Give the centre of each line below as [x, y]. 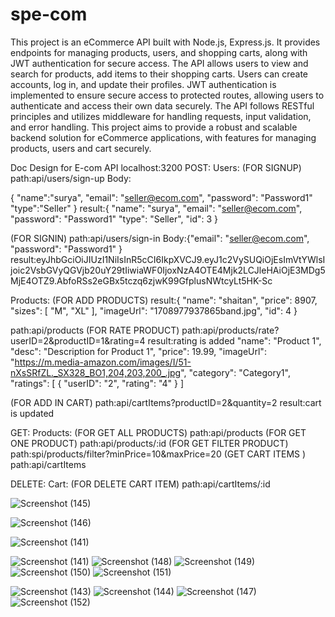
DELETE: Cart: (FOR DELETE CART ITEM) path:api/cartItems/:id [140, 484]
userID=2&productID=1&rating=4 [78, 340]
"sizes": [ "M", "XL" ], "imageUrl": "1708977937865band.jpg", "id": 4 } [154, 310]
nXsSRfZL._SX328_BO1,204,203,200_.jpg [96, 372]
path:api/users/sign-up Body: [71, 178]
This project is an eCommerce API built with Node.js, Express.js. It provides [165, 42]
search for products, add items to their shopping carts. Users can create [159, 74]
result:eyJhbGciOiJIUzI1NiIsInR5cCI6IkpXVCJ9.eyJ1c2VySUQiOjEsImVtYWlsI [168, 259]
